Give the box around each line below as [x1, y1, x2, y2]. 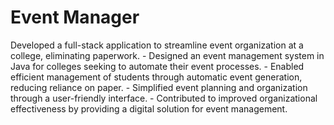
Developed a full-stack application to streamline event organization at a [10, 39, 304, 51]
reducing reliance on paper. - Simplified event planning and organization [10, 81, 308, 93]
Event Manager [10, 6, 140, 29]
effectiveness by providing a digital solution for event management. [10, 102, 288, 115]
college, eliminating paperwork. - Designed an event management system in [10, 49, 325, 61]
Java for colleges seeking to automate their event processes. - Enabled [10, 60, 305, 72]
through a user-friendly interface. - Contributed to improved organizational [10, 92, 318, 104]
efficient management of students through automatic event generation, [10, 71, 303, 83]
